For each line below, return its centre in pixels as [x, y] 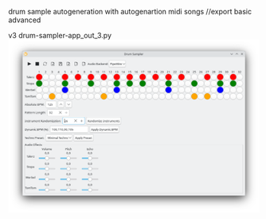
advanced [25, 20]
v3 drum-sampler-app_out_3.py [60, 35]
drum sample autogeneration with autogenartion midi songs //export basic [130, 12]
